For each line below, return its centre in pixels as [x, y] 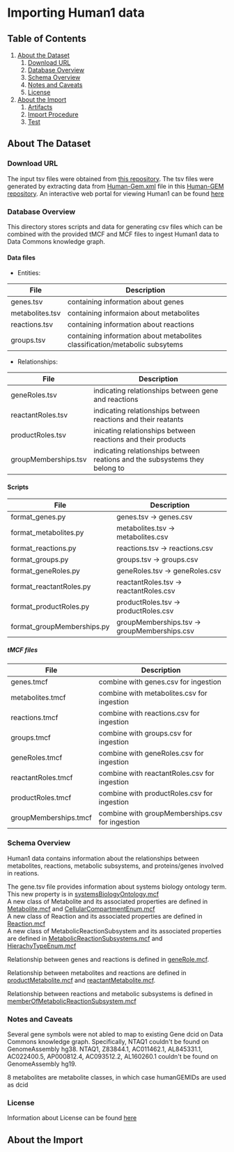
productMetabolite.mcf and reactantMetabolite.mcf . [81, 980]
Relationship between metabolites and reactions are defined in [97, 972]
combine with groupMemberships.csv [161, 814]
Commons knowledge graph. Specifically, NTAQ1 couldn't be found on [108, 1041]
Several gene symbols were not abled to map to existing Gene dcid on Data [115, 1034]
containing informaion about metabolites [133, 313]
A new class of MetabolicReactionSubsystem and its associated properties [114, 931]
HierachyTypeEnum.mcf [42, 946]
